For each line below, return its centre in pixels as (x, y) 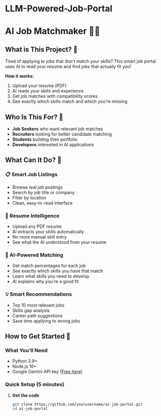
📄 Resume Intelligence (32, 215)
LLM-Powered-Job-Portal (59, 9)
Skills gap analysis (31, 310)
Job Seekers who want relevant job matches (58, 129)
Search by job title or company (43, 192)
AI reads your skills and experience (48, 91)
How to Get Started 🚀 (38, 336)
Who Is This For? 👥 (34, 117)
